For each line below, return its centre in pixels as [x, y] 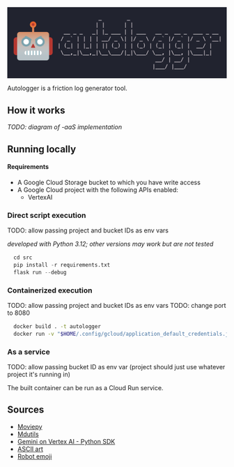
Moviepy [30, 427]
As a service [29, 352]
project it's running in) [39, 375]
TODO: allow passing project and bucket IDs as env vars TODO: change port [117, 306]
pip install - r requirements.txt [62, 265]
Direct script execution [47, 215]
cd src [23, 258]
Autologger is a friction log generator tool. [67, 88]
